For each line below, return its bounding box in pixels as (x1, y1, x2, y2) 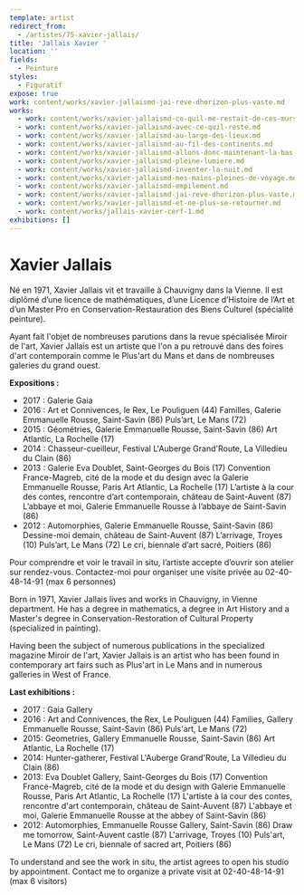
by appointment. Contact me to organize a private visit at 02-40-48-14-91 (9, 866, 285, 877)
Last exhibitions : (9, 686, 75, 698)
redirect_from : (9, 22, 67, 31)
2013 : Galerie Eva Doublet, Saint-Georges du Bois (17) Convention (22, 462, 271, 473)
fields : (9, 55, 39, 64)
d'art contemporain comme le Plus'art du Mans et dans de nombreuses (9, 350, 275, 361)
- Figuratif (17, 81, 63, 90)
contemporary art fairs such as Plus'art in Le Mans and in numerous (9, 659, 262, 670)
